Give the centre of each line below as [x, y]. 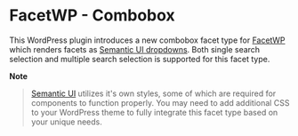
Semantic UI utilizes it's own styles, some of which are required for [153, 93]
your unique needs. [66, 122]
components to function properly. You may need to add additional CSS [160, 102]
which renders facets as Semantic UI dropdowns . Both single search [135, 49]
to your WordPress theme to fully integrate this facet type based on [154, 112]
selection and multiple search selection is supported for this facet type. [140, 59]
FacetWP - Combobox [92, 16]
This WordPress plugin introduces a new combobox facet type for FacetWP [148, 40]
